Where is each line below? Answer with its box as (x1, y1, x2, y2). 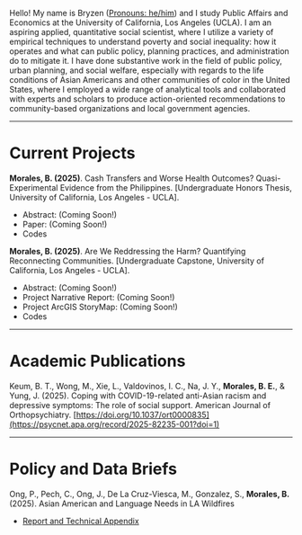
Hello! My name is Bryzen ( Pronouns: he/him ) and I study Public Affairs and (9, 8, 289, 18)
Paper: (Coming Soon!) (22, 218, 108, 229)
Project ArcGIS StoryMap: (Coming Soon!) (22, 301, 178, 312)
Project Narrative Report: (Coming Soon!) (22, 291, 175, 302)
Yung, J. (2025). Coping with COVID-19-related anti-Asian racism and (9, 390, 267, 401)
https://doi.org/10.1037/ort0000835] (75, 409, 209, 420)
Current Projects (9, 143, 136, 164)
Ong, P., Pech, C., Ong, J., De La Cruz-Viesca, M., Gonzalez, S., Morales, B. (9, 488, 290, 499)
